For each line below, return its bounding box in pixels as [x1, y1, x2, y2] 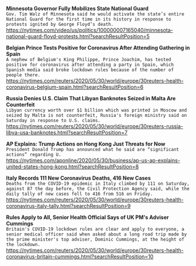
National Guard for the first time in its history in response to [6, 16, 171, 22]
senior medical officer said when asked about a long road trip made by [6, 231, 187, 237]
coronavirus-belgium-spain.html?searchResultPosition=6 [6, 83, 144, 90]
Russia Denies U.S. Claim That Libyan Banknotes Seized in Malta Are [6, 95, 176, 102]
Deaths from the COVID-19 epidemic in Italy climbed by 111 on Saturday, [6, 181, 190, 187]
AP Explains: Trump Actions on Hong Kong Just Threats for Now [6, 140, 166, 147]
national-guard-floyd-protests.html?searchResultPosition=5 [6, 33, 150, 40]
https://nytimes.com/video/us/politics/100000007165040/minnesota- [6, 26, 174, 33]
